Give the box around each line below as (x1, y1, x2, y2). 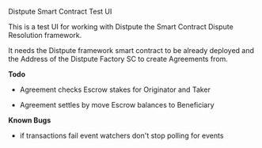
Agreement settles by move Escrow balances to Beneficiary (19, 101, 215, 109)
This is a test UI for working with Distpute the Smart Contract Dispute (8, 22, 234, 31)
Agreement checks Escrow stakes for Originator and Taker (19, 85, 211, 94)
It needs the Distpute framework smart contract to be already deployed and (8, 46, 255, 55)
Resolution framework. (8, 31, 82, 40)
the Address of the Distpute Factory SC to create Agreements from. (8, 55, 228, 63)
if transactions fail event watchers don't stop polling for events (19, 131, 224, 140)
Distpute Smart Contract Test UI (8, 7, 112, 16)
